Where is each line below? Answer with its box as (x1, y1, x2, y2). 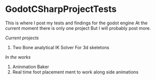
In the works (5, 54, 31, 60)
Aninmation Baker (12, 64, 49, 70)
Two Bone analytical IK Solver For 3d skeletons (12, 44, 109, 50)
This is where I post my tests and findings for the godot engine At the (5, 20, 148, 26)
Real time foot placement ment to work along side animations (12, 69, 138, 75)
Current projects (5, 35, 39, 41)
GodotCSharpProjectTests (5, 3, 116, 15)
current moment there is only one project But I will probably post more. (5, 25, 151, 31)
